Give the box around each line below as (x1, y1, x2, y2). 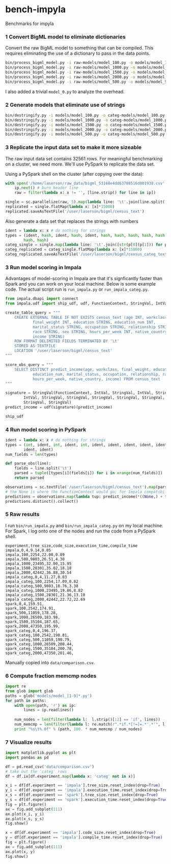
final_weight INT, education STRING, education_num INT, (32, 319, 156, 325)
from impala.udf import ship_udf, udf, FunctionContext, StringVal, (5, 301, 154, 306)
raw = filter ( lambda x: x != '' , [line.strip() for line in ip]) (14, 190, 156, 195)
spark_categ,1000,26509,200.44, (5, 641, 74, 647)
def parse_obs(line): (5, 461, 51, 466)
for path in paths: (5, 698, 47, 703)
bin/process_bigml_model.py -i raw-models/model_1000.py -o (5, 65, 136, 70)
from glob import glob (5, 688, 53, 693)
